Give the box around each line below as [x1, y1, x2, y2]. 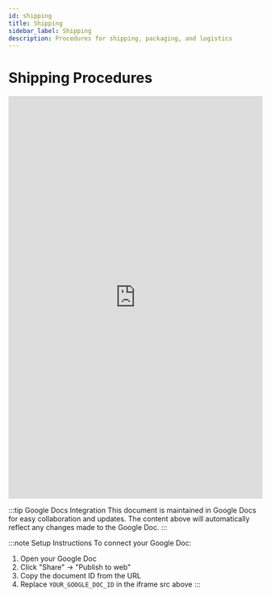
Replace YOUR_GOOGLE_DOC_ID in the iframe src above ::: [19, 579, 201, 589]
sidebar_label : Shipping [8, 27, 92, 35]
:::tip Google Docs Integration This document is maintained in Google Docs [8, 505, 256, 516]
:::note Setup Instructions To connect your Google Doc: [8, 538, 192, 548]
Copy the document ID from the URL [19, 571, 141, 581]
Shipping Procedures [8, 69, 153, 87]
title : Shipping [8, 19, 63, 27]
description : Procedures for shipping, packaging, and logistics [8, 34, 232, 43]
